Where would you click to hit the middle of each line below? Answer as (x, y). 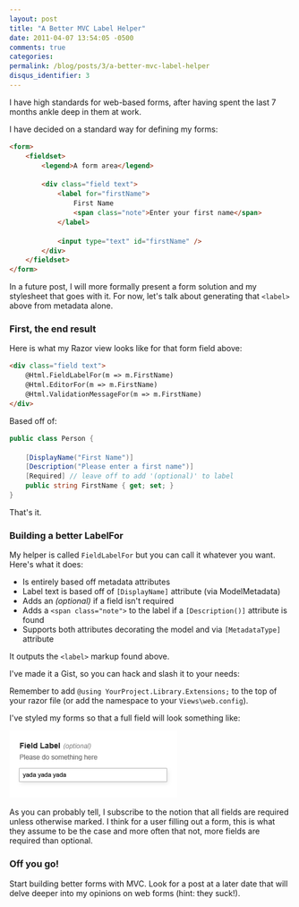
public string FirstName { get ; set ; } (100, 486)
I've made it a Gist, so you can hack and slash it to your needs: (124, 674)
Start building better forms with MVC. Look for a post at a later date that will (149, 884)
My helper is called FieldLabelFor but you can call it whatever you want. (142, 555)
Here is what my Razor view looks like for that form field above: (126, 349)
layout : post (34, 19)
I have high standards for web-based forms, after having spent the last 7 (143, 102)
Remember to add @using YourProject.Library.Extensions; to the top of (143, 691)
